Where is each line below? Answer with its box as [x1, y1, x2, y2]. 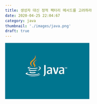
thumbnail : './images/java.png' [5, 24, 71, 28]
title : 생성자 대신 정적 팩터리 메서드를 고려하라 [5, 8, 92, 13]
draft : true [5, 28, 29, 34]
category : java [5, 18, 36, 23]
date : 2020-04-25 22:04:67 [5, 13, 60, 18]
